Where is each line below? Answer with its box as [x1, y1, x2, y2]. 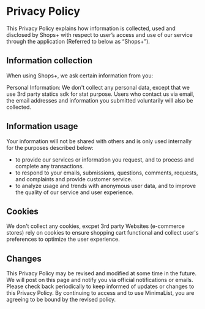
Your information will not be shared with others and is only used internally [6, 137, 192, 145]
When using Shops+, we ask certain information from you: [6, 72, 154, 79]
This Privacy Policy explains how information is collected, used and [6, 25, 176, 32]
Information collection [6, 55, 93, 66]
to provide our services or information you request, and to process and [15, 155, 194, 163]
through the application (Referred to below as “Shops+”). [6, 37, 150, 45]
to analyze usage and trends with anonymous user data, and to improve [15, 182, 196, 189]
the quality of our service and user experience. [15, 189, 134, 196]
